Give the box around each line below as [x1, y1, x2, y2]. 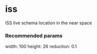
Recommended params [5, 32, 63, 39]
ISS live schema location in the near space [5, 20, 92, 26]
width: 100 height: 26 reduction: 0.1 [5, 44, 77, 50]
